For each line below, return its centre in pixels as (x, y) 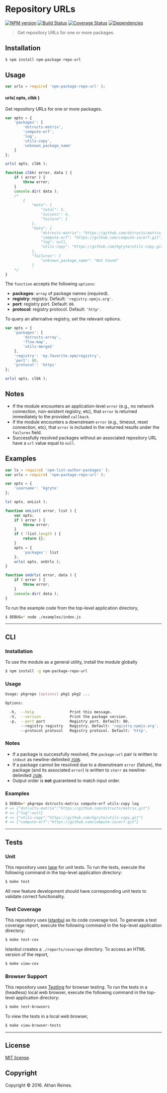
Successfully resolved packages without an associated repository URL (84, 438)
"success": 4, (55, 215)
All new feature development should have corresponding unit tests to (76, 891)
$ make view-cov (22, 964)
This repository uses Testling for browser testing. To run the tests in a (76, 987)
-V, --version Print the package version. (69, 716)
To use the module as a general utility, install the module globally (71, 662)
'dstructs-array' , (42, 337)
